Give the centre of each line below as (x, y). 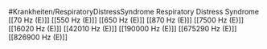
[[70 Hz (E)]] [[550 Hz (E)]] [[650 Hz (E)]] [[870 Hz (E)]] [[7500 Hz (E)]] (126, 20)
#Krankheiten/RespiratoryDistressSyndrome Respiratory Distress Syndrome (134, 12)
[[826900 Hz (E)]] (38, 37)
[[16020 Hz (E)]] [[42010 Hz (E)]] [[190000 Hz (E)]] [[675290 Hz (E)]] (123, 29)
